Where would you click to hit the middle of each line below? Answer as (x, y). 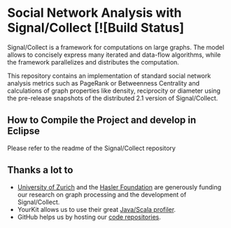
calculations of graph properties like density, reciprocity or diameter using (114, 90)
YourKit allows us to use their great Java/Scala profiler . (97, 209)
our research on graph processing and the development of (102, 194)
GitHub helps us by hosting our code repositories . (89, 217)
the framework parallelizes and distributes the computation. (93, 62)
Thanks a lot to (40, 170)
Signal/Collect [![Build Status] (96, 28)
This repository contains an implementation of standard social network (109, 76)
